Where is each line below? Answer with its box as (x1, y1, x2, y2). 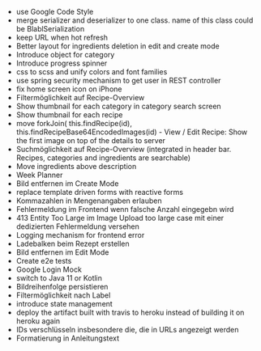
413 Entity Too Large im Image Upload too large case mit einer (15, 214, 225, 222)
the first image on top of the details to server (15, 136, 166, 145)
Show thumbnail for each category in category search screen (15, 101, 221, 111)
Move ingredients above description (15, 162, 137, 171)
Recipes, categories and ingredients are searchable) (15, 153, 191, 163)
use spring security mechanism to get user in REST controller (15, 76, 221, 85)
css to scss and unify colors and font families (15, 67, 168, 76)
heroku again (15, 316, 61, 326)
